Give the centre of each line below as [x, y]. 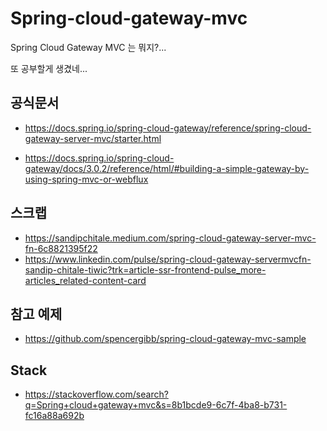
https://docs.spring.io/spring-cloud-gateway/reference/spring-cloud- [168, 128]
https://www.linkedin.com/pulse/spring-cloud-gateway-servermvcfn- [168, 259]
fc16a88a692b [54, 416]
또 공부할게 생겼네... [49, 68]
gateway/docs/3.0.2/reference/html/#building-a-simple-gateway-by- [167, 168]
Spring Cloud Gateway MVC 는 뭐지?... [88, 47]
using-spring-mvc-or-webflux [86, 179]
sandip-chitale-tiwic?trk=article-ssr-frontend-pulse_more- [145, 269]
